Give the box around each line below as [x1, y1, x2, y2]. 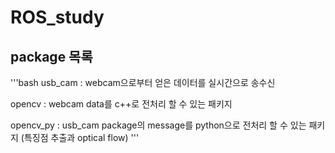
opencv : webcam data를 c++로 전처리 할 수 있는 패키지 [10, 98, 233, 110]
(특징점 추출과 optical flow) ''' [20, 132, 140, 143]
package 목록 [10, 48, 93, 65]
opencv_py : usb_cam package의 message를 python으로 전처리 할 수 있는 [10, 119, 307, 131]
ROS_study [10, 6, 105, 29]
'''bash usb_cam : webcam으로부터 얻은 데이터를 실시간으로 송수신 [10, 77, 276, 88]
